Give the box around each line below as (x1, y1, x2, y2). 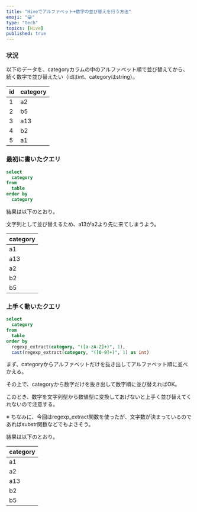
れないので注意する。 (6, 401, 58, 408)
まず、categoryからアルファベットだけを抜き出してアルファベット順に (6, 361, 178, 368)
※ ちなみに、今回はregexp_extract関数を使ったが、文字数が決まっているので (6, 413, 192, 421)
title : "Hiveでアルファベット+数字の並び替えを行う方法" (6, 8, 131, 15)
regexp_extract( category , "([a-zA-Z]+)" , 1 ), (11, 344, 126, 350)
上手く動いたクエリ (6, 302, 61, 311)
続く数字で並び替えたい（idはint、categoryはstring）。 (6, 73, 138, 81)
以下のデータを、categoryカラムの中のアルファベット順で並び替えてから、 (6, 66, 188, 73)
